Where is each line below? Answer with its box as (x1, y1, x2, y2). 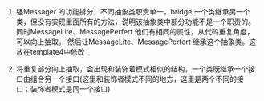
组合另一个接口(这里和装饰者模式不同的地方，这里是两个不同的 (30, 75, 237, 83)
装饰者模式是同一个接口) (30, 84, 111, 94)
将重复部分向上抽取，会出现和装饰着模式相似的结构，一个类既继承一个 (15, 64, 249, 74)
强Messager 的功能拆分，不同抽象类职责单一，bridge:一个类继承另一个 (15, 7, 250, 16)
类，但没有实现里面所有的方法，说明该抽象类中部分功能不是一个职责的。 (15, 17, 255, 26)
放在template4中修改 (15, 47, 86, 56)
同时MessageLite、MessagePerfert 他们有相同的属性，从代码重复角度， (15, 27, 254, 36)
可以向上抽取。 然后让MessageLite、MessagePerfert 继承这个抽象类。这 (15, 37, 257, 46)
